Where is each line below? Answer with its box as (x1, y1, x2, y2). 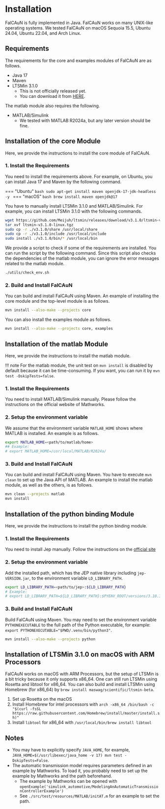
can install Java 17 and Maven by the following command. (5, 179, 122, 185)
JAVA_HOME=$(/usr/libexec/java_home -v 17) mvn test (12, 753, 123, 758)
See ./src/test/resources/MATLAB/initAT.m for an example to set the (19, 793, 160, 799)
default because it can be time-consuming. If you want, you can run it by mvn (5, 368, 160, 373)
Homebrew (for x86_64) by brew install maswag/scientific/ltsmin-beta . (5, 686, 155, 692)
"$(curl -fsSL (12, 707, 41, 712)
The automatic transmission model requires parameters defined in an (12, 763, 152, 769)
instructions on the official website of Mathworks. (5, 402, 106, 407)
